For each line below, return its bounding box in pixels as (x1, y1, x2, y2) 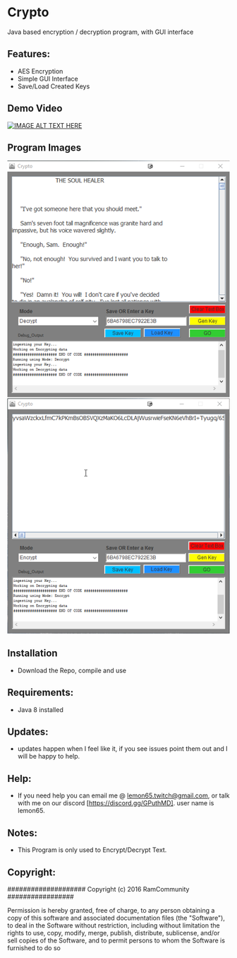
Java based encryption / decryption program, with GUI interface (7, 28, 194, 36)
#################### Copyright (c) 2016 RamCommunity (7, 884, 190, 893)
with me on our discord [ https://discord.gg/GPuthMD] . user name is (17, 799, 214, 807)
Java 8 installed (17, 705, 63, 714)
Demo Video (7, 103, 63, 115)
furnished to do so (7, 943, 61, 952)
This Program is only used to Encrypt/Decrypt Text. (17, 846, 167, 854)
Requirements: (7, 687, 74, 699)
